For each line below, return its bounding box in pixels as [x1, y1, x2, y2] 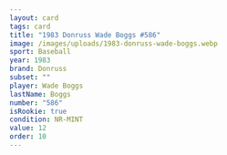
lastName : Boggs [9, 89, 71, 98]
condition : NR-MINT [9, 115, 84, 124]
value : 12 [9, 124, 47, 133]
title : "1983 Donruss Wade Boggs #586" [9, 30, 161, 39]
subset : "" [9, 73, 51, 82]
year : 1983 [9, 56, 51, 65]
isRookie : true [9, 107, 67, 116]
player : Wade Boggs [9, 81, 84, 90]
